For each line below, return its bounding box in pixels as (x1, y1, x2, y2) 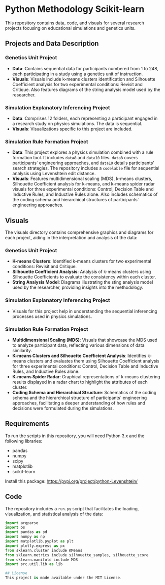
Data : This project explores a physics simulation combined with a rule (12, 149, 154, 155)
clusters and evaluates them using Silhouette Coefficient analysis (27, 358, 160, 364)
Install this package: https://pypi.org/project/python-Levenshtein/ (5, 478, 138, 484)
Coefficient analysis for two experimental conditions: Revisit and (12, 81, 143, 87)
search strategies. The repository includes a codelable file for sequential (12, 165, 160, 171)
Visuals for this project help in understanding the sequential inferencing (12, 308, 158, 314)
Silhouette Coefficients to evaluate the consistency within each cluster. (12, 274, 156, 280)
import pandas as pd (5, 530, 48, 535)
